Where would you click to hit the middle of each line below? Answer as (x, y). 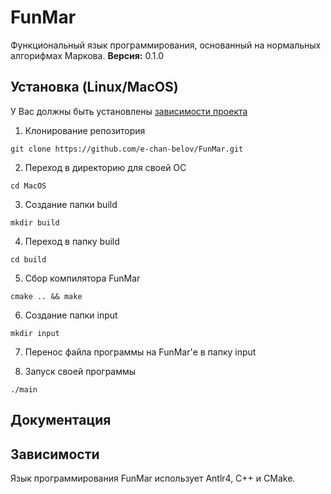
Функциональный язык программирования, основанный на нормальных (166, 45)
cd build (28, 259)
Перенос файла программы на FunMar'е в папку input (140, 352)
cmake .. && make (46, 296)
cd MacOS (28, 186)
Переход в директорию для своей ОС (105, 167)
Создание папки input (71, 315)
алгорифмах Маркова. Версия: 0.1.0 (87, 55)
